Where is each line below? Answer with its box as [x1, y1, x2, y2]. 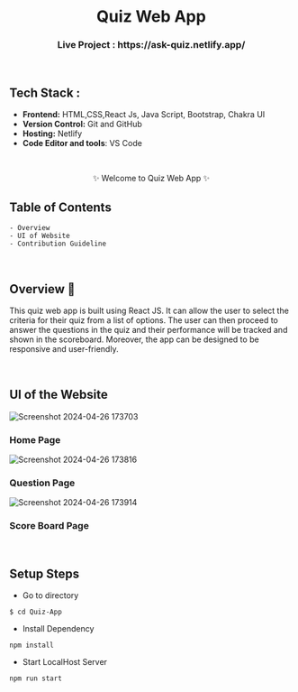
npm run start [9, 674, 63, 683]
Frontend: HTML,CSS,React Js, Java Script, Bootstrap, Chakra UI [22, 109, 266, 120]
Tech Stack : [9, 85, 81, 100]
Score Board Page [9, 520, 90, 532]
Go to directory [22, 590, 79, 601]
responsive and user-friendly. [9, 343, 119, 354]
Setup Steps [9, 567, 79, 582]
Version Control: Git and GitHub [22, 119, 142, 130]
